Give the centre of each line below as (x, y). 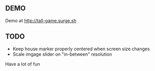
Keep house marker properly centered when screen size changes (81, 49)
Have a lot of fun (23, 64)
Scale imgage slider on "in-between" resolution (62, 54)
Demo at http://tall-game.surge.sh (41, 20)
